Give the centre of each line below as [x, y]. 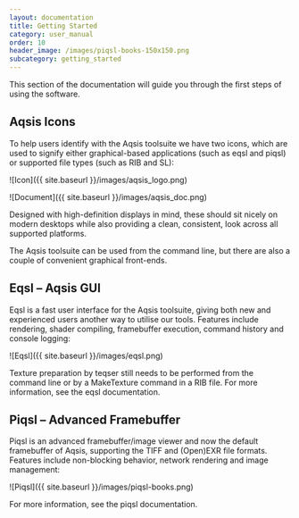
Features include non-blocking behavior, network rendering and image [139, 460]
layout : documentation [51, 17]
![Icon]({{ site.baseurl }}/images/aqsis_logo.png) [98, 180]
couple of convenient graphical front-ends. [88, 260]
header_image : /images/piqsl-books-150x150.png [100, 51]
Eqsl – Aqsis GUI [55, 288]
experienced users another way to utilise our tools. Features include [134, 319]
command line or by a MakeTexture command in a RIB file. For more [133, 382]
